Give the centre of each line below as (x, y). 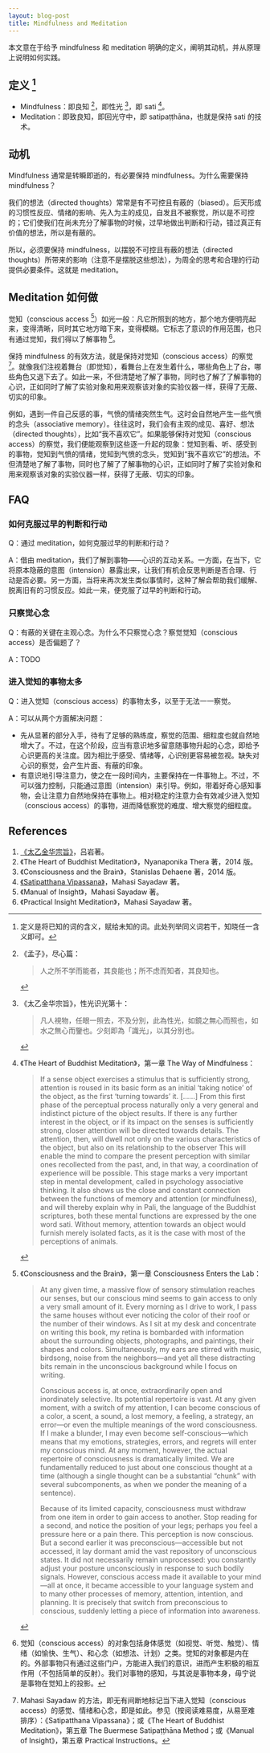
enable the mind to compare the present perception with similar (145, 1156)
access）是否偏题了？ (45, 642)
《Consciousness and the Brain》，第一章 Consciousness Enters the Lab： (141, 1273)
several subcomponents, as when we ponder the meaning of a (143, 1484)
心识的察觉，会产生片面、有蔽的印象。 (83, 765)
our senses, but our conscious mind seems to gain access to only (148, 1297)
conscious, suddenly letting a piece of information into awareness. (150, 1611)
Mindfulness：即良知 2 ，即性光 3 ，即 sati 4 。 (94, 106)
